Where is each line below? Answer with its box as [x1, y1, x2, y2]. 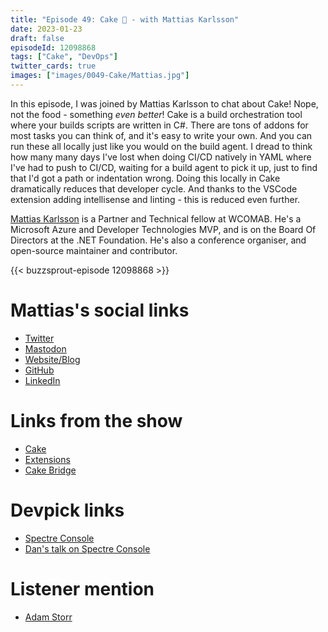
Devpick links [10, 499, 125, 521]
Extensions [24, 453, 71, 465]
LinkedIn [24, 374, 61, 386]
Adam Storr [24, 611, 73, 623]
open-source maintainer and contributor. [10, 244, 178, 256]
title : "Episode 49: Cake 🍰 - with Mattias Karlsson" [10, 14, 240, 25]
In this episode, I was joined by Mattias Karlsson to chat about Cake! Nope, [10, 97, 319, 110]
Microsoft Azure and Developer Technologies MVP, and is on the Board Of [10, 223, 317, 235]
